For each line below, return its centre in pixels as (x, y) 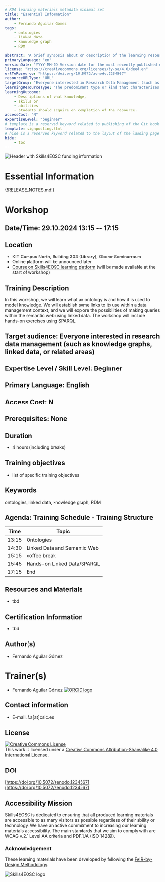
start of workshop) (31, 272)
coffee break (41, 556)
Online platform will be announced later (52, 262)
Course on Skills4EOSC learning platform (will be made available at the (84, 267)
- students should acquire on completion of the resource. (76, 110)
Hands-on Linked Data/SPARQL (63, 564)
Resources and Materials (44, 589)
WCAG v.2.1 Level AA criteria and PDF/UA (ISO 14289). (60, 836)
